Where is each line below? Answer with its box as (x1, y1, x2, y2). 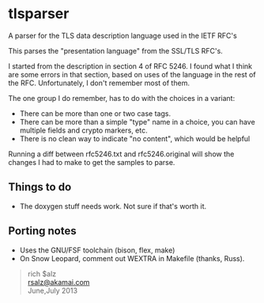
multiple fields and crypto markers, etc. (19, 125, 148, 135)
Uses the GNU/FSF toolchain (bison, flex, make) (19, 245, 175, 255)
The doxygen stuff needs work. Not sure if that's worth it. (19, 201, 207, 211)
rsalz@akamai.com (27, 277, 90, 286)
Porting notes (8, 224, 77, 238)
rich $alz (27, 269, 57, 279)
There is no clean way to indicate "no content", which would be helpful (19, 133, 251, 143)
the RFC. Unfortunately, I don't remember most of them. (8, 78, 190, 88)
